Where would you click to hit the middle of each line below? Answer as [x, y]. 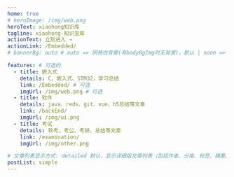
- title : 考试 [33, 124]
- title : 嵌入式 [36, 72]
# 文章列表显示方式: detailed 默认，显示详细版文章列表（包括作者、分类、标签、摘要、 [119, 156]
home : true [23, 14]
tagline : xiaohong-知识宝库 [46, 33]
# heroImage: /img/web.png [47, 20]
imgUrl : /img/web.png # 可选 [61, 92]
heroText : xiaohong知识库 [43, 27]
